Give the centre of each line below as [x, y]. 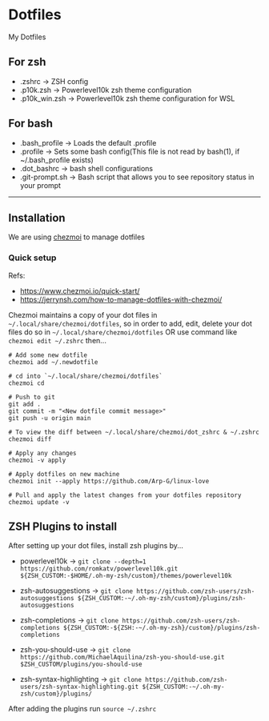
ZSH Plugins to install [63, 527]
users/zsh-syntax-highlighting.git [79, 687]
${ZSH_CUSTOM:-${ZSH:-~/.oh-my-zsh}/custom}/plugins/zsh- [162, 628]
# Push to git [32, 397]
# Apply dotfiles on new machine [64, 474]
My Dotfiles [27, 37]
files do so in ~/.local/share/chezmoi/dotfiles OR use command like [123, 332]
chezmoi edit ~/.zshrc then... [57, 340]
